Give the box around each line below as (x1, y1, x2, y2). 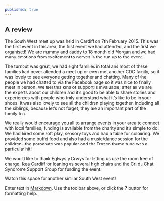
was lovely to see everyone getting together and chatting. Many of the (5, 74, 147, 80)
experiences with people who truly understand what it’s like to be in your (5, 95, 152, 101)
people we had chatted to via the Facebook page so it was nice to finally (5, 79, 151, 85)
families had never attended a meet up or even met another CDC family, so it (5, 69, 160, 75)
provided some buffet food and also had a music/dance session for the (5, 136, 148, 142)
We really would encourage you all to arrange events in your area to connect (5, 120, 159, 126)
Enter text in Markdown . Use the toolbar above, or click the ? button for (5, 185, 148, 191)
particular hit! (5, 146, 32, 152)
